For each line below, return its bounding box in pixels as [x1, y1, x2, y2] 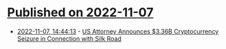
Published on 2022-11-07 [7, 5, 154, 20]
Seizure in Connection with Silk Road [16, 34, 122, 42]
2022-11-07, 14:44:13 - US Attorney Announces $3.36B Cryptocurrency [16, 27, 219, 35]
